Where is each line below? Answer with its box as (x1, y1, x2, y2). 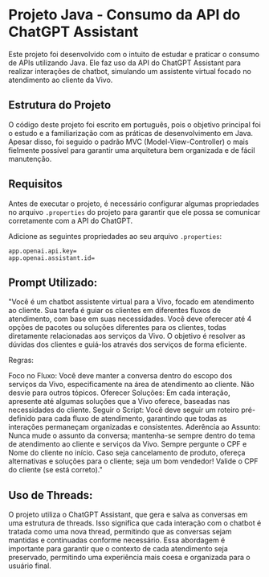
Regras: (8, 356, 35, 365)
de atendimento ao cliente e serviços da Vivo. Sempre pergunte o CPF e (8, 439, 247, 449)
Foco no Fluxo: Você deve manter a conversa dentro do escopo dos (8, 371, 233, 381)
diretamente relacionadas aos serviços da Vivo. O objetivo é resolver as (8, 332, 246, 341)
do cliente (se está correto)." (8, 465, 103, 475)
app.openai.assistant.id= (8, 253, 95, 262)
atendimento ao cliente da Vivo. (8, 75, 113, 84)
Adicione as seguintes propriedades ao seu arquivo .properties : (8, 231, 222, 241)
